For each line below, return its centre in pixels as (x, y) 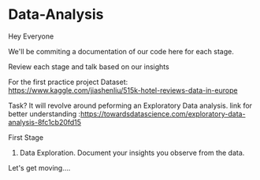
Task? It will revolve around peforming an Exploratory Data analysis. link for (130, 105)
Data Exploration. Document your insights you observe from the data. (132, 152)
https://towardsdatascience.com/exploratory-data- (163, 114)
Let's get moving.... (39, 167)
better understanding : (45, 114)
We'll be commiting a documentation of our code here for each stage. (121, 51)
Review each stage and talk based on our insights (89, 66)
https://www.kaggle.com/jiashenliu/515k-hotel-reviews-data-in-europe (123, 90)
